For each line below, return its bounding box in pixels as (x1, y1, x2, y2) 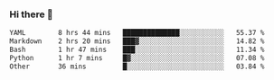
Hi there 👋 (9, 8, 54, 21)
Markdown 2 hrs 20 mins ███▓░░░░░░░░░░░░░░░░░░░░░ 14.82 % (9, 37, 265, 46)
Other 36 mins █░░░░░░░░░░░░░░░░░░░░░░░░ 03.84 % (9, 62, 265, 71)
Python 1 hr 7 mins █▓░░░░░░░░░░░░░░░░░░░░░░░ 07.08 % (9, 53, 265, 62)
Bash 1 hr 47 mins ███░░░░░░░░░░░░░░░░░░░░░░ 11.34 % (9, 45, 265, 55)
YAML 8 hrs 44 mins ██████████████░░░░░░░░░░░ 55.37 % (9, 29, 265, 38)
